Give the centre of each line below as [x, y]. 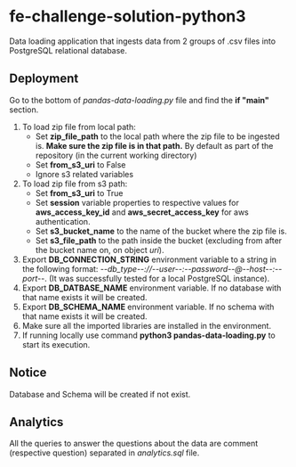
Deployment [44, 79]
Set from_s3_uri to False [80, 164]
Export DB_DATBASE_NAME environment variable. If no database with [152, 288]
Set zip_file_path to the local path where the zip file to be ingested [157, 136]
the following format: [60, 268]
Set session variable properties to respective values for [137, 202]
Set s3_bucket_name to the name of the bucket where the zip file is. [161, 231]
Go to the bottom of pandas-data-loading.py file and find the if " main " [139, 100]
